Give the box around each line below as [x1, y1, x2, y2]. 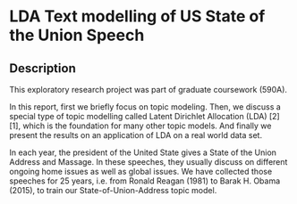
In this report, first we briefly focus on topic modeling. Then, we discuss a [9, 102, 282, 112]
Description [9, 61, 76, 76]
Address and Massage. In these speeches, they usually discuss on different [9, 157, 288, 167]
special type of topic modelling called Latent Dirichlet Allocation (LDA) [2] [9, 111, 280, 121]
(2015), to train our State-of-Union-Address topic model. [9, 185, 217, 195]
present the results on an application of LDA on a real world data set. [9, 130, 262, 140]
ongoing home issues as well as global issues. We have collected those [9, 167, 273, 176]
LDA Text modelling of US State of [9, 6, 266, 27]
